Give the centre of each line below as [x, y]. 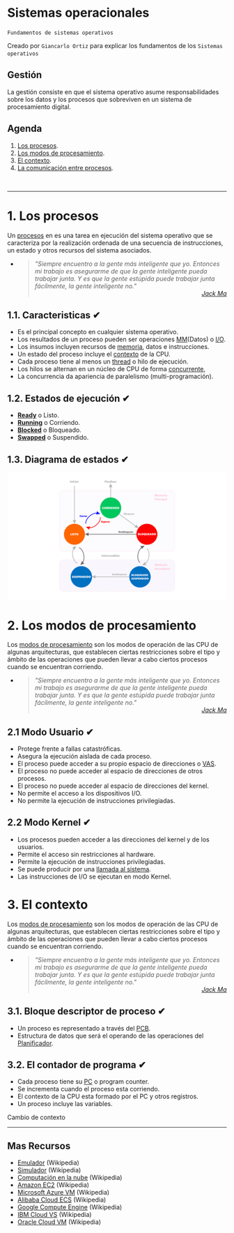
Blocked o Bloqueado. [49, 430]
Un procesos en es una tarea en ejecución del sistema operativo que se [110, 235]
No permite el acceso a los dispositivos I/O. [79, 793]
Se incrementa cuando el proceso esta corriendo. [88, 1089]
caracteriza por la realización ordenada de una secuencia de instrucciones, [115, 243]
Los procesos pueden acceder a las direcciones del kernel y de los [114, 839]
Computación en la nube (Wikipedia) [70, 1178]
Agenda [25, 129]
